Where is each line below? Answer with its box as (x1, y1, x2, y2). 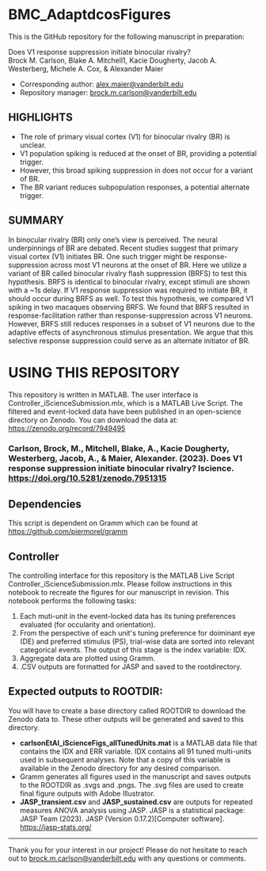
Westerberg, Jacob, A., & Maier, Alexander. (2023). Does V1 (8, 453, 243, 464)
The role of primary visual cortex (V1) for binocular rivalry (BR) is (19, 132, 230, 141)
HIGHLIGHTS (8, 111, 73, 124)
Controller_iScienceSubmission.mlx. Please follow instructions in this (8, 579, 232, 589)
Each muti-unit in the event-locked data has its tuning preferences (19, 612, 236, 621)
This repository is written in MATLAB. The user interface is (8, 390, 199, 399)
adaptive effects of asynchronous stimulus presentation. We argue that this (8, 327, 253, 337)
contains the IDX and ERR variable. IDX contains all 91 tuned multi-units (19, 747, 252, 756)
